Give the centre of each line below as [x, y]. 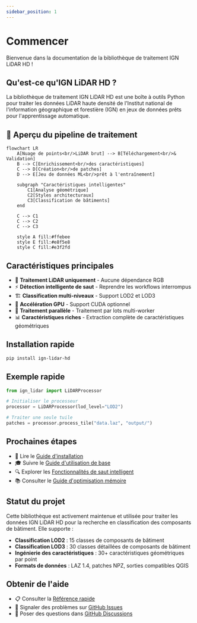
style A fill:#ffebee [43, 237]
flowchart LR [22, 149]
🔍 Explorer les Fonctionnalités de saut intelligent [74, 472]
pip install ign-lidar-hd [38, 358]
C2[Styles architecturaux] [61, 195]
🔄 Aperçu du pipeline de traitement [72, 135]
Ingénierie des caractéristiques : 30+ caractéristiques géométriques [99, 553]
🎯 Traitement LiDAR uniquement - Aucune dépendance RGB [89, 280]
